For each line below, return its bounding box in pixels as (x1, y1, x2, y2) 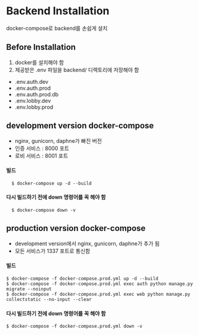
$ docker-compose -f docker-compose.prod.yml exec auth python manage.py (6, 281, 194, 287)
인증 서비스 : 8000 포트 (14, 145, 70, 152)
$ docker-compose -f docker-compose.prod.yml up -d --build (6, 275, 159, 281)
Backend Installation (6, 4, 110, 18)
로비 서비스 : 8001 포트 (14, 152, 69, 159)
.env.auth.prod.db (14, 90, 59, 98)
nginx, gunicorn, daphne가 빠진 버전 (14, 137, 102, 144)
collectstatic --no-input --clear (6, 296, 92, 302)
